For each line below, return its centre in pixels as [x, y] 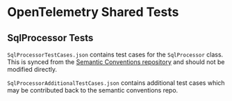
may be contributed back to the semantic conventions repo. [93, 90]
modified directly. [32, 69]
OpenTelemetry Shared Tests [93, 12]
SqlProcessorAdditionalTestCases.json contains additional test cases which [116, 83]
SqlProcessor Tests [50, 38]
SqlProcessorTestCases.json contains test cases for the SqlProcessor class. [115, 54]
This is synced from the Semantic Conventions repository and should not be [116, 62]
